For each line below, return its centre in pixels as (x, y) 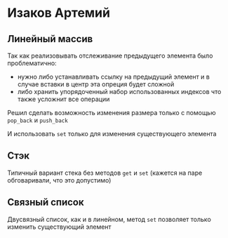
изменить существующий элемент (59, 227)
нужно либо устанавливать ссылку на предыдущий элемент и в (114, 77)
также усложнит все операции (63, 99)
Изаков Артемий (59, 13)
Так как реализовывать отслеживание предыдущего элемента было (110, 55)
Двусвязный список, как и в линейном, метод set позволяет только (109, 219)
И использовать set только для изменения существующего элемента (112, 134)
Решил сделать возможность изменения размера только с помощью (112, 113)
